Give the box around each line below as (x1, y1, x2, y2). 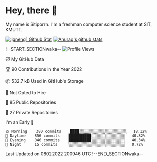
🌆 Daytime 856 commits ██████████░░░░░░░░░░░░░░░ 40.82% (5, 133, 145, 138)
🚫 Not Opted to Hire (5, 89, 46, 95)
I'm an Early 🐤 (5, 119, 34, 125)
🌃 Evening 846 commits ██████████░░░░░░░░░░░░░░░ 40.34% (5, 137, 145, 143)
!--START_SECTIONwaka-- (5, 46, 62, 52)
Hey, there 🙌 (5, 5, 58, 16)
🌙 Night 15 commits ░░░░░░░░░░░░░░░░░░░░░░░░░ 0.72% (5, 142, 143, 147)
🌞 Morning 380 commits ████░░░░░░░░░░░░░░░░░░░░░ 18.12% (5, 129, 147, 134)
